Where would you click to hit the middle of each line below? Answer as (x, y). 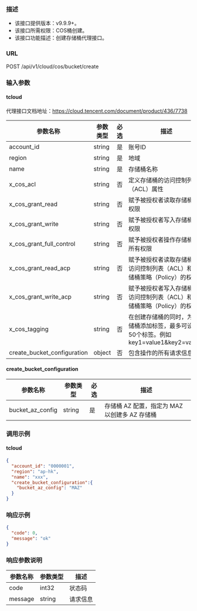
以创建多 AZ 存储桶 (131, 415)
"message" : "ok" (31, 539)
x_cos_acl (23, 184)
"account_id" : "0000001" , (43, 466)
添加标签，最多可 (164, 326)
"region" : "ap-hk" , (35, 472)
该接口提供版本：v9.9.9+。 (47, 23)
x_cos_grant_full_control (42, 243)
